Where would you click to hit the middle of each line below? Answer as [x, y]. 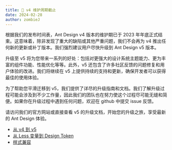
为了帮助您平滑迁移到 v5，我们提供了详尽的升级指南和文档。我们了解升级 [83, 89]
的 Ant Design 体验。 [27, 119]
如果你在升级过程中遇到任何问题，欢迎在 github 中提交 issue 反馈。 [85, 101]
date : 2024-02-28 [24, 15]
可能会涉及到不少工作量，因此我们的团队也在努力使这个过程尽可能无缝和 [86, 95]
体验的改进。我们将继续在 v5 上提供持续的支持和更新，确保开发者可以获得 [88, 71]
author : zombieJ [23, 19]
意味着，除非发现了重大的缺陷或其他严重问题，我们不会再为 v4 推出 [90, 41]
